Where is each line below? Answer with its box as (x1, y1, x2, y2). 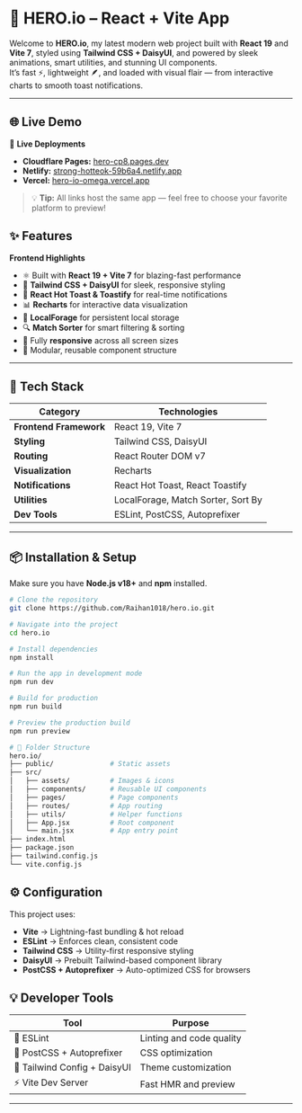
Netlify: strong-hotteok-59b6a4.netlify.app (22, 165, 182, 176)
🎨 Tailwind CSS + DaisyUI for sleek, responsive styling (22, 279, 226, 290)
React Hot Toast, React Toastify (113, 479, 247, 492)
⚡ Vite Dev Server (13, 1076, 89, 1089)
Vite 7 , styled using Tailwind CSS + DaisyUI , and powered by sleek (9, 47, 259, 58)
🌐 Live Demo (9, 114, 83, 129)
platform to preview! (31, 202, 106, 213)
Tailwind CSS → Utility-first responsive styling (22, 945, 194, 956)
